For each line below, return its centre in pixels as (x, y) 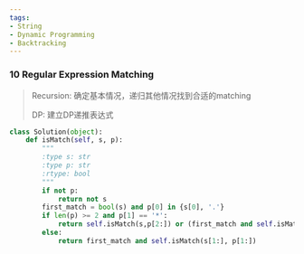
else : (52, 233)
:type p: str (66, 165)
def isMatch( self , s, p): (75, 140)
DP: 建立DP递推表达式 (72, 115)
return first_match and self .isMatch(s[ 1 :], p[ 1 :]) (157, 240)
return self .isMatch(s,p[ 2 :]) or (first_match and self (165, 224)
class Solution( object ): (56, 132)
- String (26, 26)
